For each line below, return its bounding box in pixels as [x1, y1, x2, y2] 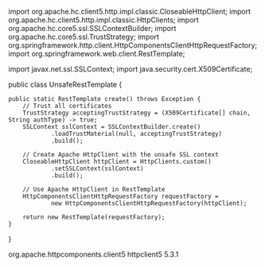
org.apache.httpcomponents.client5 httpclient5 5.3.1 [8, 250, 179, 259]
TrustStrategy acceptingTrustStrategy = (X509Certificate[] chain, [22, 109, 251, 117]
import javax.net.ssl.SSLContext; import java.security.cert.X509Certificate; [8, 64, 253, 74]
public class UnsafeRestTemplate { [8, 79, 123, 89]
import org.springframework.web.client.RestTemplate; [8, 49, 185, 58]
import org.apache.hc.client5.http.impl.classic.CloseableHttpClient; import [8, 7, 251, 16]
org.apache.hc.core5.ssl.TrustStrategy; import [8, 32, 159, 41]
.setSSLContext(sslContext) [50, 164, 145, 172]
